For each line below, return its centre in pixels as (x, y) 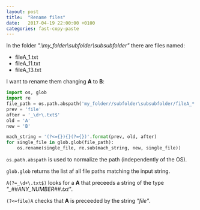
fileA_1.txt (26, 57)
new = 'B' (19, 126)
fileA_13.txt (28, 70)
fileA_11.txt (28, 64)
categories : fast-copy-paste (43, 28)
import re (19, 98)
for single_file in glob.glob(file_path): (60, 142)
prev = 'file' (24, 109)
